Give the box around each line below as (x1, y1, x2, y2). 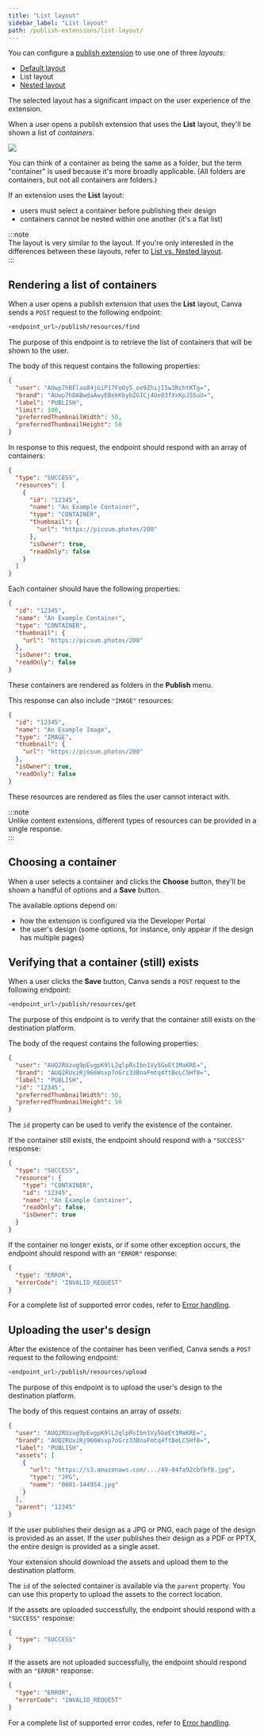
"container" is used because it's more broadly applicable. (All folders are (8, 167, 246, 176)
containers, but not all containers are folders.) (8, 175, 158, 185)
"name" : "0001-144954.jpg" (29, 1481, 119, 1489)
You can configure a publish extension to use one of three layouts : (8, 48, 226, 58)
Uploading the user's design (8, 1323, 151, 1336)
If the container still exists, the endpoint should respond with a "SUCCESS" (8, 1135, 246, 1145)
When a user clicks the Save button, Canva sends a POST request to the (8, 977, 240, 986)
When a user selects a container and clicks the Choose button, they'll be (8, 877, 246, 886)
